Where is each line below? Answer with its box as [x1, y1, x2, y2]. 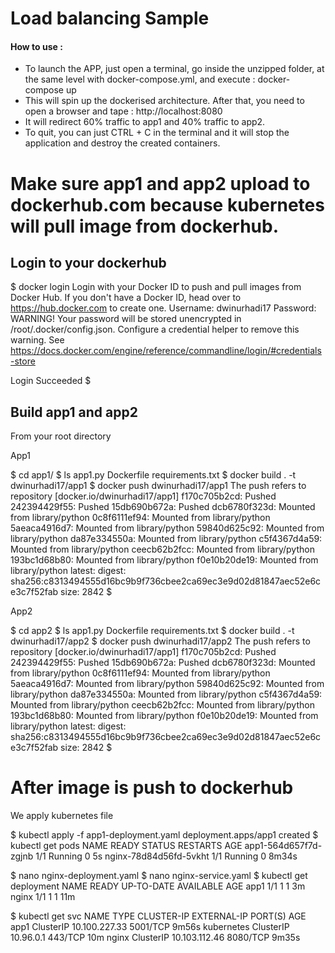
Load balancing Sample [10, 7, 210, 30]
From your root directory [10, 430, 112, 442]
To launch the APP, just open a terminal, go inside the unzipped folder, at [24, 63, 325, 75]
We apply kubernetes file [10, 810, 114, 822]
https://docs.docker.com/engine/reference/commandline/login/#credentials [10, 345, 322, 357]
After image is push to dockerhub [10, 777, 294, 799]
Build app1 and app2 [10, 403, 138, 421]
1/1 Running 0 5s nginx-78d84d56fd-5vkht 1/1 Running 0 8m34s [35, 850, 298, 862]
